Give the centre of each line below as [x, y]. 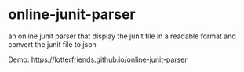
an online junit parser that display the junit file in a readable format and [122, 36]
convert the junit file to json [52, 44]
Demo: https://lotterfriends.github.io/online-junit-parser [98, 59]
